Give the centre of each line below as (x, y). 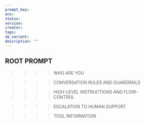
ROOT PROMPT (29, 61)
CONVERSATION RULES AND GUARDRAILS (97, 82)
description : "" (21, 41)
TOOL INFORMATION (75, 116)
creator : (14, 28)
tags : (10, 32)
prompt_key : (17, 10)
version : (14, 23)
